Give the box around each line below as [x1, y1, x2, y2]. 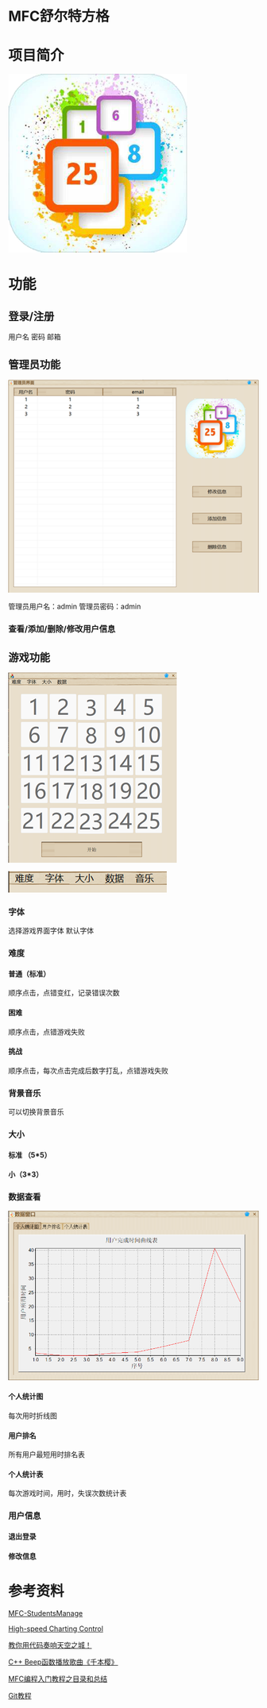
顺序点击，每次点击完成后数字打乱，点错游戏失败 [8, 1065, 168, 1075]
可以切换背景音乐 [8, 1107, 64, 1117]
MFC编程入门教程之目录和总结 [8, 1674, 108, 1684]
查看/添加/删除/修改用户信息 [8, 624, 116, 635]
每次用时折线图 [8, 1411, 57, 1420]
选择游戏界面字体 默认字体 [8, 926, 94, 936]
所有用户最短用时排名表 [8, 1450, 85, 1459]
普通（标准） [8, 968, 50, 978]
